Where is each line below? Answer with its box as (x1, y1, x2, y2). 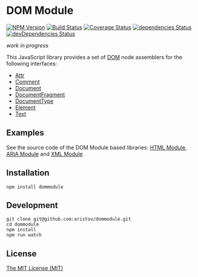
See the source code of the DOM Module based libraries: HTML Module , (6, 143, 187, 151)
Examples (6, 128, 44, 138)
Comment (15, 78, 40, 85)
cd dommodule (6, 221, 39, 227)
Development (6, 200, 59, 210)
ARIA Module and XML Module (6, 150, 83, 157)
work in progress (6, 42, 48, 49)
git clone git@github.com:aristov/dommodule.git (6, 216, 131, 223)
